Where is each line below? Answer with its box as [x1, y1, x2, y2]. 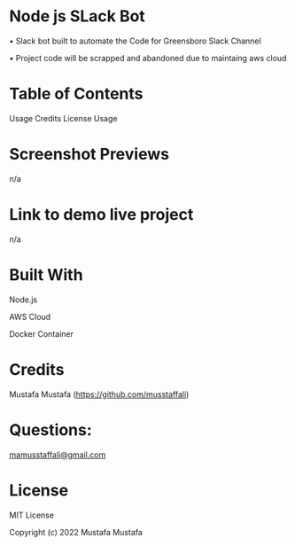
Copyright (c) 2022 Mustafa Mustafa [9, 526, 144, 537]
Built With [9, 264, 83, 285]
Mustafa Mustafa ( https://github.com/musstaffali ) [9, 388, 190, 400]
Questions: [9, 419, 93, 440]
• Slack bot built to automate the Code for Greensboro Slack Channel [9, 35, 261, 46]
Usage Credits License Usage [9, 113, 118, 123]
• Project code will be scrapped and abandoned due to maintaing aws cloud [9, 52, 287, 63]
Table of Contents [9, 84, 144, 104]
